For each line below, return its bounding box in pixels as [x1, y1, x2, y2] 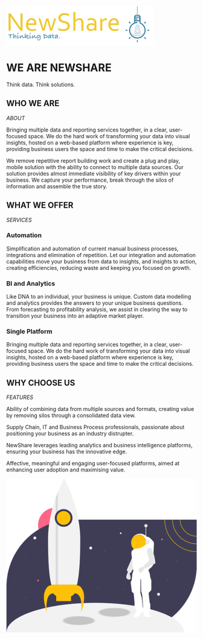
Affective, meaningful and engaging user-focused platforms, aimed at [6, 460, 180, 467]
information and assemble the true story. [6, 182, 108, 190]
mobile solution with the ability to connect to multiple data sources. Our [6, 163, 184, 171]
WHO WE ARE [6, 98, 60, 109]
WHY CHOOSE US [6, 377, 76, 388]
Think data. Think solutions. [6, 81, 76, 88]
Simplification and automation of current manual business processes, [6, 244, 179, 252]
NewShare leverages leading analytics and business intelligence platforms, [6, 442, 193, 449]
